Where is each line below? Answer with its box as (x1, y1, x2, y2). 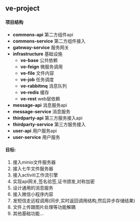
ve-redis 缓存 (20, 89, 50, 95)
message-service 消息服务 (12, 108, 71, 114)
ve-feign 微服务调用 (20, 64, 63, 70)
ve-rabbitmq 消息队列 (20, 83, 67, 89)
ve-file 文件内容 (20, 70, 55, 76)
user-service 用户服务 (12, 134, 60, 140)
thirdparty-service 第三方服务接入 (12, 121, 86, 127)
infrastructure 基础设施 (12, 51, 63, 57)
